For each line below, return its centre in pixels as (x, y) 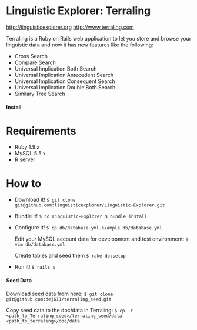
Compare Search (35, 62)
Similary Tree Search (40, 94)
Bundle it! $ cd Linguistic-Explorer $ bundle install (81, 216)
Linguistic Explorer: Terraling (79, 11)
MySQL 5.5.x (30, 154)
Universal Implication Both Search (56, 68)
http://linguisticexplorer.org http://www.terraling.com (70, 27)
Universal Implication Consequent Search (65, 81)
